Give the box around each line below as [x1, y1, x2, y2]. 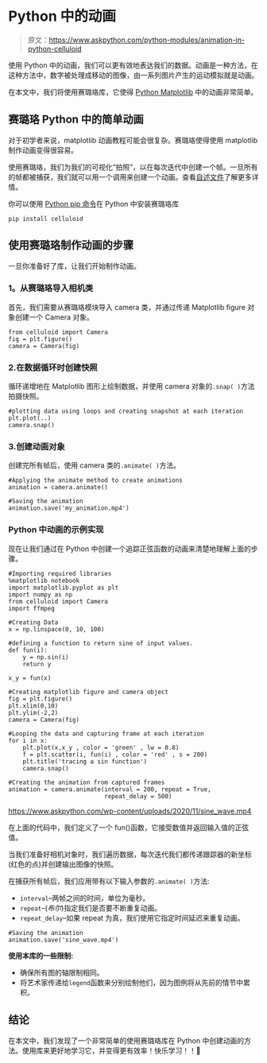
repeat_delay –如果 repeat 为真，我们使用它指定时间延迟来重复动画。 [19, 913, 245, 922]
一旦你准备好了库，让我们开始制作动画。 [8, 261, 141, 270]
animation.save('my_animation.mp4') [8, 504, 130, 513]
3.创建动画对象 [8, 441, 65, 452]
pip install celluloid [8, 215, 83, 223]
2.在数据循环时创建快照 [8, 362, 98, 373]
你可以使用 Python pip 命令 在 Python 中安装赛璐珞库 [8, 199, 180, 208]
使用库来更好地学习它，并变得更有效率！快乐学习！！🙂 [21, 1046, 201, 1055]
